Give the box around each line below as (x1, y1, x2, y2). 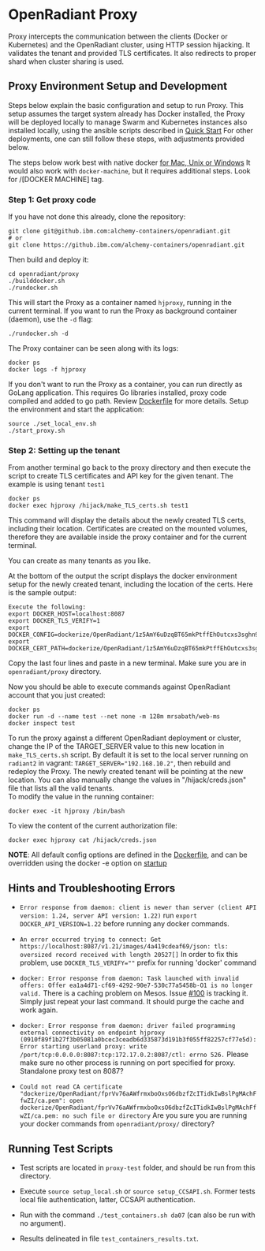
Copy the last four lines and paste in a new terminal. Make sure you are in (8, 658, 247, 668)
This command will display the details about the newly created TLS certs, (8, 516, 246, 525)
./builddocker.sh (8, 277, 65, 285)
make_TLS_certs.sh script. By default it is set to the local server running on (8, 750, 248, 760)
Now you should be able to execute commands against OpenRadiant (8, 682, 231, 691)
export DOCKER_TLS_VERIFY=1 (8, 617, 101, 625)
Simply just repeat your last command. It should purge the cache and (19, 997, 244, 1007)
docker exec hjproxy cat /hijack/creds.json (8, 836, 157, 844)
